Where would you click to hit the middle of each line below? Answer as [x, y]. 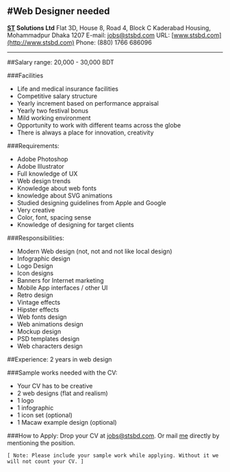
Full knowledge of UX [47, 174]
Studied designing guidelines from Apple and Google [91, 202]
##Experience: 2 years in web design [60, 359]
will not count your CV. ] [46, 461]
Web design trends [43, 180]
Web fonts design [42, 317]
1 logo [25, 400]
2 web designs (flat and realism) [62, 393]
